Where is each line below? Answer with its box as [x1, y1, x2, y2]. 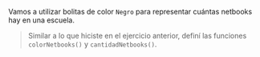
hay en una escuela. [8, 15, 75, 25]
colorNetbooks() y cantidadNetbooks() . [27, 39, 157, 49]
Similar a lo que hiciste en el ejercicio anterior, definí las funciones [27, 31, 247, 40]
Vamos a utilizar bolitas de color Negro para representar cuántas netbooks [8, 7, 253, 16]
